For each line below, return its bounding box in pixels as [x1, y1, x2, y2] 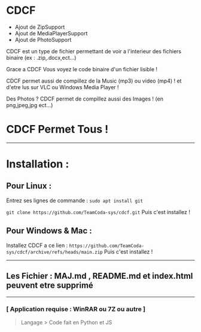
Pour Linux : [6, 181, 52, 191]
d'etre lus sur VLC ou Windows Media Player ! [6, 83, 119, 90]
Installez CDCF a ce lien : [6, 242, 68, 249]
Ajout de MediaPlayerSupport [14, 29, 88, 36]
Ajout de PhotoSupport [14, 36, 72, 43]
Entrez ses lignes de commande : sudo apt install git [6, 197, 144, 204]
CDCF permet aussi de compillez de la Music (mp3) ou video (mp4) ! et [6, 77, 182, 84]
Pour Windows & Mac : [6, 226, 93, 236]
